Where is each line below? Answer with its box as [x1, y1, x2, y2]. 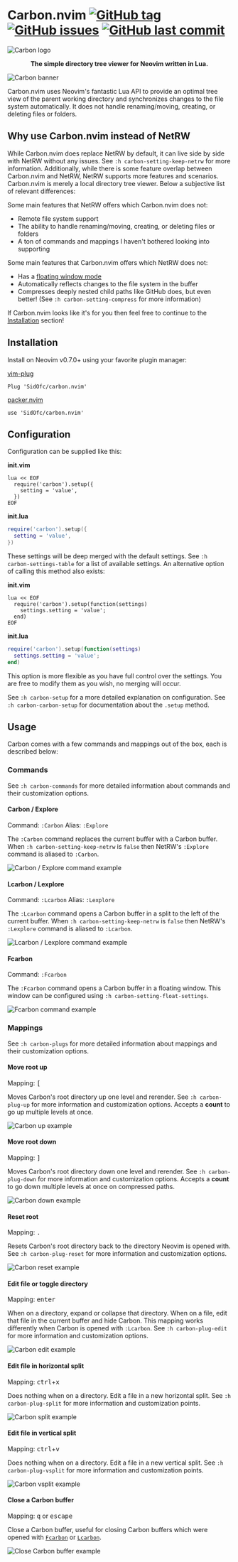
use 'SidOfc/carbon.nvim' [7, 409, 84, 416]
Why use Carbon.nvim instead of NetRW [7, 130, 190, 142]
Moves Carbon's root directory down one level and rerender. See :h [7, 1167, 206, 1176]
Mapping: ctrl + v [7, 1444, 60, 1453]
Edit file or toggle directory [7, 1279, 89, 1288]
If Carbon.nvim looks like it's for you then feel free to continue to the [7, 308, 207, 317]
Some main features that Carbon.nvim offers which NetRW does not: [7, 258, 208, 266]
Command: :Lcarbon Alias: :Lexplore [7, 896, 115, 904]
